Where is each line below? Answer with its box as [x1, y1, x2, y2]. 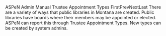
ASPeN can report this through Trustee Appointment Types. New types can [5, 20, 161, 26]
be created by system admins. [5, 25, 68, 31]
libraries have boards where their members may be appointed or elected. [5, 15, 157, 20]
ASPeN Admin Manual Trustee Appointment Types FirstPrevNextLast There [5, 4, 161, 10]
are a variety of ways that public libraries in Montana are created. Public [5, 9, 154, 15]
